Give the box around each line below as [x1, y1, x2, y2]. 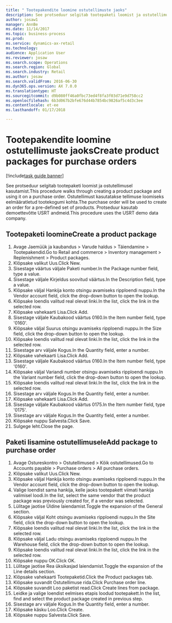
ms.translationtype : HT [6, 88, 57, 94]
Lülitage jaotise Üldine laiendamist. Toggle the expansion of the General [13, 503, 163, 509]
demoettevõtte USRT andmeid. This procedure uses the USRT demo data [6, 209, 159, 216]
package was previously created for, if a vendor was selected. [13, 498, 144, 504]
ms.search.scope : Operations [6, 60, 68, 65]
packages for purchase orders [6, 156, 137, 167]
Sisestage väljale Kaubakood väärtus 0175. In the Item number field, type [13, 401, 165, 407]
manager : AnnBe [6, 22, 38, 27]
